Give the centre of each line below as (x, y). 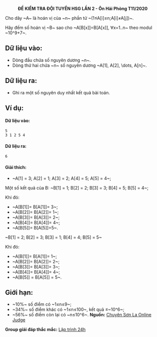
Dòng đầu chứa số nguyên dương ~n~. (51, 60)
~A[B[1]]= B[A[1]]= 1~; (35, 256)
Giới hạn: (19, 293)
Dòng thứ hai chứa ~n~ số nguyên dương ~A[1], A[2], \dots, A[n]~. (79, 65)
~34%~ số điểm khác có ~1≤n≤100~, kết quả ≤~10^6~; (68, 309)
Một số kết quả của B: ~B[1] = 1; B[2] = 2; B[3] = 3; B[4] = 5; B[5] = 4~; (77, 188)
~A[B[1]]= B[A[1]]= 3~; (35, 207)
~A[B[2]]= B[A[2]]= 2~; (36, 261)
